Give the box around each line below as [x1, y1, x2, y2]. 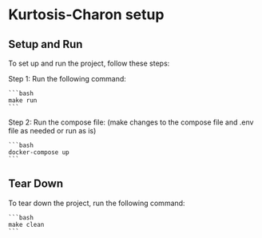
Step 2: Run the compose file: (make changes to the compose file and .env [8, 117, 254, 127]
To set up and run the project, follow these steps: [8, 58, 170, 68]
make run [8, 97, 38, 105]
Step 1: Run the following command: [8, 74, 126, 83]
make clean [8, 220, 45, 228]
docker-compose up [8, 149, 69, 157]
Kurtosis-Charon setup [8, 6, 165, 24]
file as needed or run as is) [8, 126, 97, 135]
